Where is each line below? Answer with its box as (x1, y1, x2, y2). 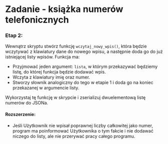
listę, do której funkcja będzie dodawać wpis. (12, 69, 106, 75)
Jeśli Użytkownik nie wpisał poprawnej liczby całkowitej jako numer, (12, 122, 153, 128)
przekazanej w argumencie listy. (12, 85, 79, 91)
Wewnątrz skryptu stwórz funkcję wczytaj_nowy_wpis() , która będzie (5, 43, 147, 49)
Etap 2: (5, 32, 23, 39)
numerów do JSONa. (5, 100, 49, 106)
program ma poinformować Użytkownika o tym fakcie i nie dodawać (12, 127, 154, 133)
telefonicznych (5, 14, 69, 25)
